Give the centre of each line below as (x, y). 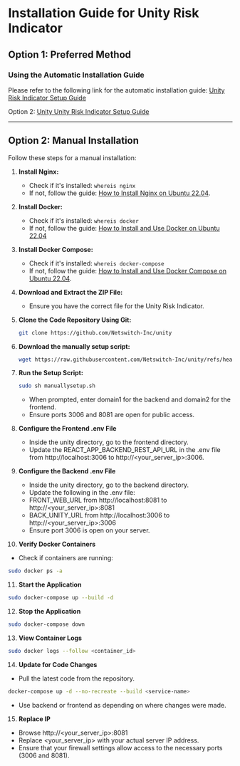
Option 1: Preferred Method (69, 54)
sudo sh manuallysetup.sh (57, 386)
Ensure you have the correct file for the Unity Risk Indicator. (117, 306)
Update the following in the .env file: (82, 493)
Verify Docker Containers (57, 544)
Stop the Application (49, 612)
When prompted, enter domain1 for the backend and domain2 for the (130, 399)
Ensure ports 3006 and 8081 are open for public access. (112, 415)
